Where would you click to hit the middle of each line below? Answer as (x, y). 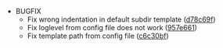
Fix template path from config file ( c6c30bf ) (98, 36)
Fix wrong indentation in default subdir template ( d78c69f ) (122, 19)
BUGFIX (28, 11)
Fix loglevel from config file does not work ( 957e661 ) (112, 27)
